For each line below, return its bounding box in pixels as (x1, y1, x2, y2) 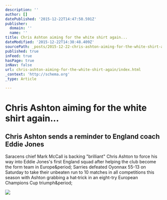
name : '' (9, 30, 28, 35)
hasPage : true (5, 58, 35, 63)
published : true (5, 49, 39, 54)
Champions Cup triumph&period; (5, 180, 73, 186)
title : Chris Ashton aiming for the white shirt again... (5, 35, 128, 40)
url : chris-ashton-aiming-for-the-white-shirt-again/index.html (5, 67, 141, 72)
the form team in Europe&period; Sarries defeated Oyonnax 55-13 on (5, 164, 146, 170)
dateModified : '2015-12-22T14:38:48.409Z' (5, 40, 94, 45)
